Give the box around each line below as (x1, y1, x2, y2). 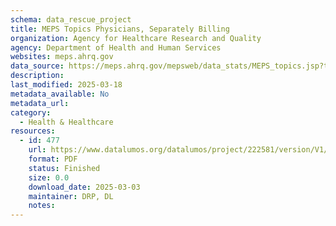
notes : (28, 201, 56, 211)
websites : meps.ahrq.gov (10, 52, 114, 62)
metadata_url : (10, 98, 70, 108)
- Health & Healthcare (19, 117, 114, 127)
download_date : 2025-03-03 (28, 182, 141, 192)
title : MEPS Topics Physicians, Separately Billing (10, 24, 230, 34)
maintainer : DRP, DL (28, 191, 114, 201)
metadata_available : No (10, 89, 110, 99)
